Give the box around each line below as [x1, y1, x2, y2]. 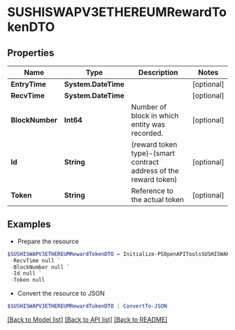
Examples [7, 218, 51, 231]
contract [131, 157, 159, 166]
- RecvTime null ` [10, 257, 61, 264]
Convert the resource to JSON [17, 289, 105, 298]
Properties [7, 47, 55, 59]
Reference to [131, 186, 173, 196]
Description [138, 68, 178, 77]
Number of [131, 102, 167, 112]
